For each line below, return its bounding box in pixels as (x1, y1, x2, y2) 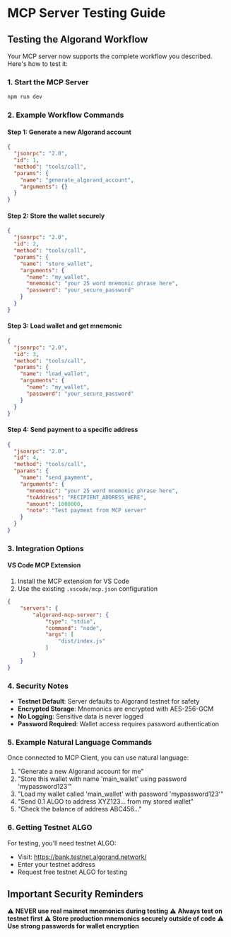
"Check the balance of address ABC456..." (17, 805, 143, 814)
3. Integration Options (7, 543, 84, 553)
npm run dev (7, 94, 42, 101)
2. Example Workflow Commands (7, 110, 124, 120)
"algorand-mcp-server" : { (32, 611, 109, 619)
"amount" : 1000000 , (25, 500, 83, 508)
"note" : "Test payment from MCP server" (25, 507, 147, 514)
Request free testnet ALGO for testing (17, 867, 128, 876)
